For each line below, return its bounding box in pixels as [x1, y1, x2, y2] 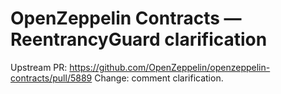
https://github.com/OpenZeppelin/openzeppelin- [69, 61, 271, 73]
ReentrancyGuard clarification [10, 28, 268, 51]
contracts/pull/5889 [10, 72, 93, 84]
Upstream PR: [10, 61, 68, 73]
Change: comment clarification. [94, 72, 224, 84]
